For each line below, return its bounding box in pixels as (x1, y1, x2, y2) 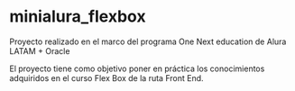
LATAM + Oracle (9, 45, 70, 56)
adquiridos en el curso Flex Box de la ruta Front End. (9, 72, 205, 83)
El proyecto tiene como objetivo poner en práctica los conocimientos (9, 63, 265, 74)
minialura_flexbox (9, 6, 146, 27)
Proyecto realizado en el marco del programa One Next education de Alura (9, 36, 287, 47)
